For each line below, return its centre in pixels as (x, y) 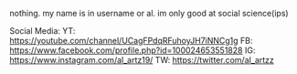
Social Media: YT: (42, 31)
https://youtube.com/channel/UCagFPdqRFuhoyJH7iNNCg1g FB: (131, 41)
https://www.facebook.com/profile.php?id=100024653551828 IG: (133, 50)
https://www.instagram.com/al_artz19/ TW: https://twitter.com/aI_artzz (142, 60)
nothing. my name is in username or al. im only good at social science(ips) (149, 13)
